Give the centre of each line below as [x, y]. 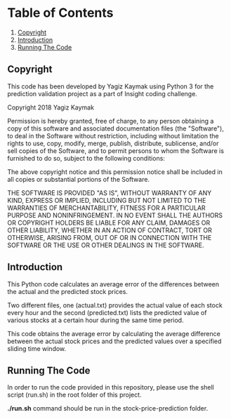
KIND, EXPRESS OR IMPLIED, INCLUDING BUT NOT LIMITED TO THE [107, 200]
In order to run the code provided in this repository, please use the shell [111, 387]
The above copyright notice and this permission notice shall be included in [115, 172]
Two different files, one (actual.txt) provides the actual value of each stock [115, 305]
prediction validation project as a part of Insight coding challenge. [103, 93]
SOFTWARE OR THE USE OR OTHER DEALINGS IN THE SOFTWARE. [106, 245]
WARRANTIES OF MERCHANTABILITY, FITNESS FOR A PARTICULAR [106, 208]
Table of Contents [60, 13]
